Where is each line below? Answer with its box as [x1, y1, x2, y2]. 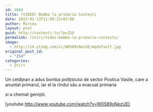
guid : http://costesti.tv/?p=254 [5, 30, 75, 35]
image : [5, 40, 19, 45]
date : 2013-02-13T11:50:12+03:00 [5, 16, 75, 21]
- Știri [9, 63, 26, 68]
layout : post [5, 26, 32, 31]
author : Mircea [5, 21, 37, 26]
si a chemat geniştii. [5, 92, 46, 98]
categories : [5, 58, 30, 63]
